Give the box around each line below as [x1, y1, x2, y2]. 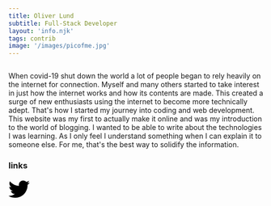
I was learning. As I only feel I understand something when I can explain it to [8, 131, 262, 141]
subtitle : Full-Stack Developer [8, 19, 117, 27]
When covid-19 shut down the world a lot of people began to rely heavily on [8, 71, 261, 81]
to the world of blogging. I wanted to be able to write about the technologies [8, 123, 262, 132]
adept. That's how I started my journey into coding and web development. [8, 106, 255, 116]
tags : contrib [8, 34, 57, 43]
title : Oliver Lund [8, 11, 74, 20]
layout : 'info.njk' [8, 27, 74, 35]
